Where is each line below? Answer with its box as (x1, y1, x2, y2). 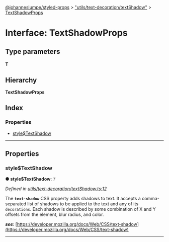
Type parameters (5, 47, 60, 56)
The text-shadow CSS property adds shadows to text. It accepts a (5, 196, 141, 202)
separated (5, 201, 27, 207)
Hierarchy (5, 75, 37, 85)
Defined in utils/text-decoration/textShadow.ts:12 (5, 186, 107, 192)
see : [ (5, 221, 18, 227)
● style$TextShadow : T (5, 176, 56, 182)
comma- (141, 196, 159, 202)
